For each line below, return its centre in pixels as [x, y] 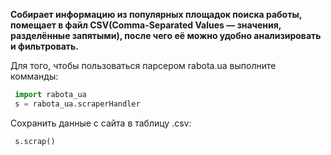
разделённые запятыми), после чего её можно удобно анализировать [166, 35]
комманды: [34, 76]
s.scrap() [35, 141]
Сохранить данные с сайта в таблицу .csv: [101, 123]
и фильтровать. [45, 46]
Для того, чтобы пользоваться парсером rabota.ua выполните [143, 65]
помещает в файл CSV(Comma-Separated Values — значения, [146, 25]
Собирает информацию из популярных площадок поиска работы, [156, 14]
